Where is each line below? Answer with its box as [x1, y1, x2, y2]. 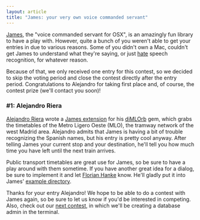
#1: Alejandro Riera [6, 102, 62, 110]
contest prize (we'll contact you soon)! [6, 87, 101, 94]
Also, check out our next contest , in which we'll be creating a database [6, 201, 181, 209]
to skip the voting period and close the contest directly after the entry [6, 74, 177, 81]
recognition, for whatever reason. [6, 56, 88, 63]
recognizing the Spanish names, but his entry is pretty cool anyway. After [6, 134, 187, 141]
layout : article [6, 8, 47, 15]
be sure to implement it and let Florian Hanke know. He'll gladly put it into [6, 171, 186, 178]
